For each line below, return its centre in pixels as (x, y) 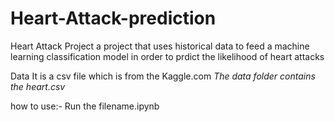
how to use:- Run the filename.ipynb (85, 106)
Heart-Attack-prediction (113, 18)
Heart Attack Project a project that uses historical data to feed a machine (160, 46)
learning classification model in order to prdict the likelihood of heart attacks (167, 56)
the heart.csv (38, 86)
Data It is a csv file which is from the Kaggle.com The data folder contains (163, 76)
